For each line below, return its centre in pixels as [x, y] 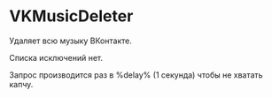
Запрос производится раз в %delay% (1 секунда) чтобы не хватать [136, 75]
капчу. [21, 84]
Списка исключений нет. [56, 57]
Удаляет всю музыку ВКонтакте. [71, 41]
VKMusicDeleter [71, 16]
